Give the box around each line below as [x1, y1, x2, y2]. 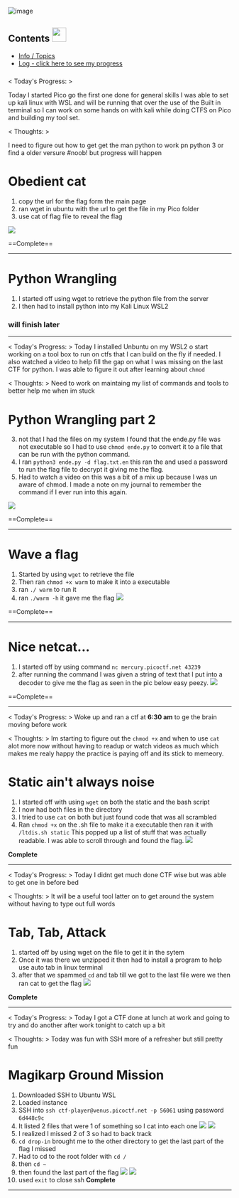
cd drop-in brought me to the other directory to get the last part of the [18, 1137, 224, 1145]
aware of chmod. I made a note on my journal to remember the [18, 480, 201, 489]
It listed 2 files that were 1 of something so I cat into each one [18, 1121, 198, 1130]
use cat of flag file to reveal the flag [18, 212, 123, 221]
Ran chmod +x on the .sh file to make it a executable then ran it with [18, 820, 213, 829]
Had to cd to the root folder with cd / [18, 1152, 127, 1160]
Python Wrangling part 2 [8, 411, 156, 428]
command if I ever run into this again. [18, 488, 128, 497]
